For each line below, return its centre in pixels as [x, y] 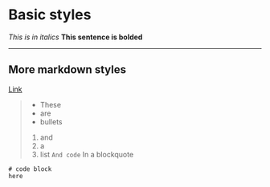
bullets [51, 121]
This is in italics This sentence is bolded [76, 37]
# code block [30, 169]
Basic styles [50, 15]
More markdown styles [67, 70]
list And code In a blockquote [87, 154]
